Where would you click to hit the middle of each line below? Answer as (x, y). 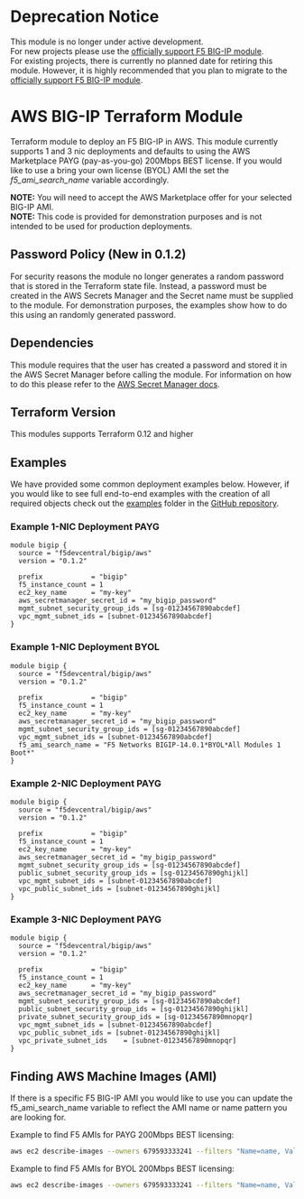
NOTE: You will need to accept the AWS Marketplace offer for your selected (151, 197)
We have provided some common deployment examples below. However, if (150, 484)
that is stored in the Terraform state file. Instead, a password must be (138, 285)
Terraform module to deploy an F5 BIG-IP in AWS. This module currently (144, 141)
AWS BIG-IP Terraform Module (127, 117)
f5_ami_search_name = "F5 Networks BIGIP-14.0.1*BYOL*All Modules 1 (150, 745)
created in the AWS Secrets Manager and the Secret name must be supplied (152, 295)
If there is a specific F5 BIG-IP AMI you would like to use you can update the (152, 1098)
